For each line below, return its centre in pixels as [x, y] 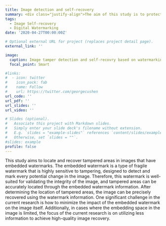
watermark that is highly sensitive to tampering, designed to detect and [78, 171]
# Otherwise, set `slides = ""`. [42, 137]
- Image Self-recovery [33, 23]
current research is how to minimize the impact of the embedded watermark [83, 203]
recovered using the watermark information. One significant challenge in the [83, 197]
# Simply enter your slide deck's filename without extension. [74, 128]
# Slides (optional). [27, 119]
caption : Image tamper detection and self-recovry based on [73, 60]
